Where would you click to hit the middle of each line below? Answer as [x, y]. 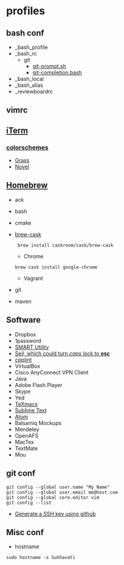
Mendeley [27, 429]
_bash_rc [26, 54]
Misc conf [25, 532]
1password [28, 341]
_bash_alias [29, 85]
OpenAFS [26, 435]
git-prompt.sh [49, 66]
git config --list [29, 502]
